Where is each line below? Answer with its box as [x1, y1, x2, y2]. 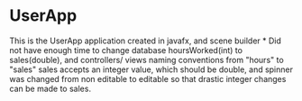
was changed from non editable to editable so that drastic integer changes [9, 73, 287, 84]
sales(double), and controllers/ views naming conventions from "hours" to [9, 54, 284, 65]
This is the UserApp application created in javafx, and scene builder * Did [9, 35, 282, 46]
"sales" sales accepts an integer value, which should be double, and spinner [9, 64, 293, 75]
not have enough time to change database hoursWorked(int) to [9, 44, 243, 55]
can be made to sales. [9, 83, 92, 94]
